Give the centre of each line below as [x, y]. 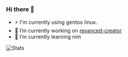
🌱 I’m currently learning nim [48, 37]
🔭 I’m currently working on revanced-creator [68, 31]
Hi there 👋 [20, 9]
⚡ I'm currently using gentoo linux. [56, 22]
